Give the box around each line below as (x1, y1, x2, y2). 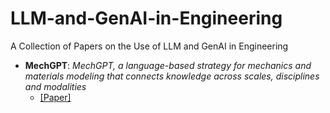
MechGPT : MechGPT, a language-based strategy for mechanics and (24, 59, 312, 71)
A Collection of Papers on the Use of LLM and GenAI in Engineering (10, 40, 289, 52)
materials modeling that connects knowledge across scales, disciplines (24, 70, 320, 82)
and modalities (24, 80, 87, 92)
